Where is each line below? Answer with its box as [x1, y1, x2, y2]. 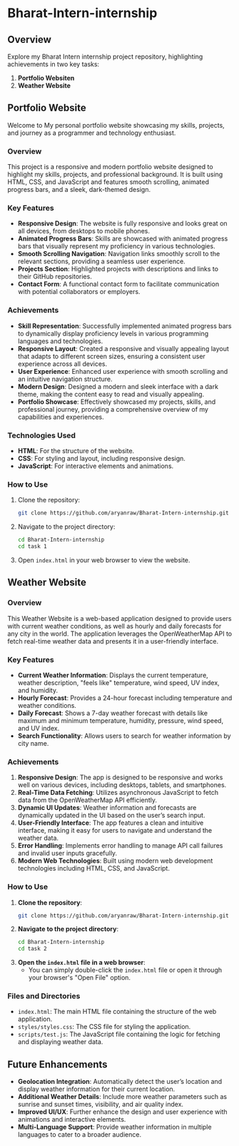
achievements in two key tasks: [7, 60, 100, 69]
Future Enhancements [7, 1058, 108, 1070]
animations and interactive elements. [17, 1115, 126, 1124]
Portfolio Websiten [17, 73, 75, 82]
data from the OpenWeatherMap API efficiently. [17, 796, 158, 804]
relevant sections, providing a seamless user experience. [17, 257, 185, 265]
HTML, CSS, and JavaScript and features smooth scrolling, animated [7, 178, 209, 186]
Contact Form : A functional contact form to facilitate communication [17, 280, 220, 288]
